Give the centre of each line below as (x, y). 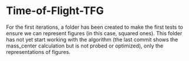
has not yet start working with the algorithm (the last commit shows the (92, 39)
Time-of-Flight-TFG (55, 11)
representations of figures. (38, 52)
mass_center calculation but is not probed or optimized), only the (85, 46)
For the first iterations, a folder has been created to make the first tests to (95, 27)
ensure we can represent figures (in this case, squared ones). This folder (94, 33)
